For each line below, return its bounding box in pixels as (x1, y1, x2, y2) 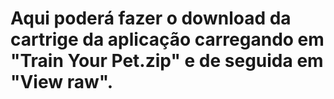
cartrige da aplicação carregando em (10, 28, 325, 51)
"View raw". (10, 71, 114, 94)
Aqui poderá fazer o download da (10, 7, 292, 30)
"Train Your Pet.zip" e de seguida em (10, 50, 324, 72)
